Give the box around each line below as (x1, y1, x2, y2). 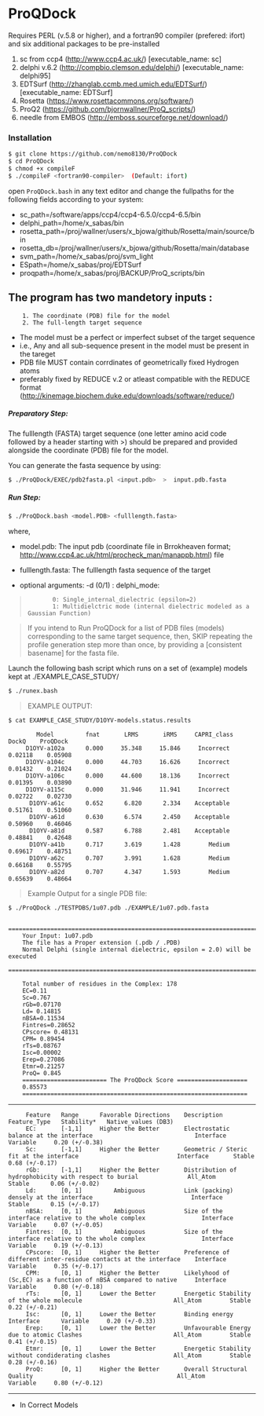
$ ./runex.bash (8, 687, 58, 695)
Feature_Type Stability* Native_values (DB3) (8, 1118, 174, 1125)
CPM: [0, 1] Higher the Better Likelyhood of (25, 1269, 230, 1277)
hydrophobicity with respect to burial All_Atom (8, 1173, 216, 1180)
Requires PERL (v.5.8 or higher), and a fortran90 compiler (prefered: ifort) (8, 31, 246, 40)
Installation (8, 132, 53, 143)
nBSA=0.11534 (22, 1014, 65, 1022)
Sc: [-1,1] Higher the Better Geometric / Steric (25, 1145, 247, 1153)
